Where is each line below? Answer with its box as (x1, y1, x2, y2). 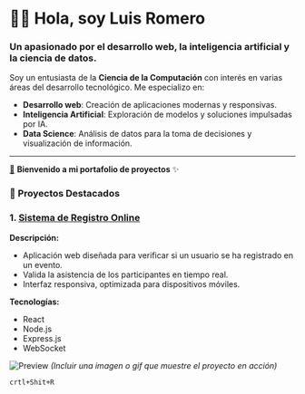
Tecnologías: (9, 296, 60, 307)
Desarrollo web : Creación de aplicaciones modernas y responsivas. (22, 100, 277, 111)
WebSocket (22, 342, 66, 353)
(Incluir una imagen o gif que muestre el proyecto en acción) (50, 360, 278, 370)
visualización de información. (22, 138, 133, 149)
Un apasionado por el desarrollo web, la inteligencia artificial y (9, 41, 290, 53)
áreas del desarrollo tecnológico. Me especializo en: (9, 82, 205, 93)
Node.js (22, 323, 53, 334)
